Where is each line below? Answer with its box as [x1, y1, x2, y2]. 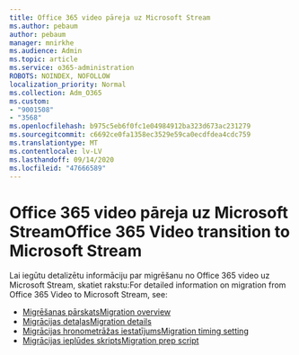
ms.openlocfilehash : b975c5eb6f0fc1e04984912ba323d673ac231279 [9, 122, 251, 131]
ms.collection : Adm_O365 [9, 88, 102, 97]
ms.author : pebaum [9, 22, 78, 31]
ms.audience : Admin [9, 47, 83, 56]
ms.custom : [9, 96, 50, 106]
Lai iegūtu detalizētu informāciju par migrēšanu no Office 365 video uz [9, 271, 270, 281]
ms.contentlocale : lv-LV [9, 146, 102, 155]
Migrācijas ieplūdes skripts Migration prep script [22, 335, 199, 346]
